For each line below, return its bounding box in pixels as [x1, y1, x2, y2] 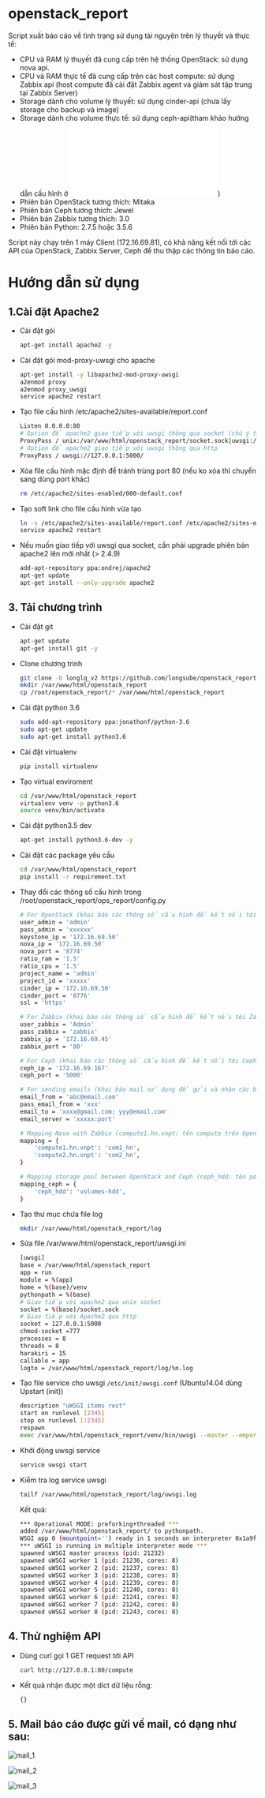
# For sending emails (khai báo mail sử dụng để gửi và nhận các [19, 1086, 250, 1094]
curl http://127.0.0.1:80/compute [19, 1666, 133, 1674]
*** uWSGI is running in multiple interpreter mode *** [19, 1542, 207, 1550]
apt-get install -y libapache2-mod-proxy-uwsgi [19, 370, 179, 379]
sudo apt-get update [19, 725, 88, 733]
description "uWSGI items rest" [19, 1402, 126, 1410]
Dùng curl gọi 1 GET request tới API [19, 1650, 134, 1660]
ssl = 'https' [19, 999, 66, 1007]
